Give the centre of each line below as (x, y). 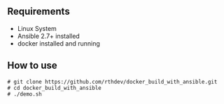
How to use (32, 66)
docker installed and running (58, 43)
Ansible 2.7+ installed (49, 36)
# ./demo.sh (24, 94)
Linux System (37, 28)
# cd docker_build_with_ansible (54, 88)
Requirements (38, 12)
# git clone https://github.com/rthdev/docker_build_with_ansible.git (112, 82)
